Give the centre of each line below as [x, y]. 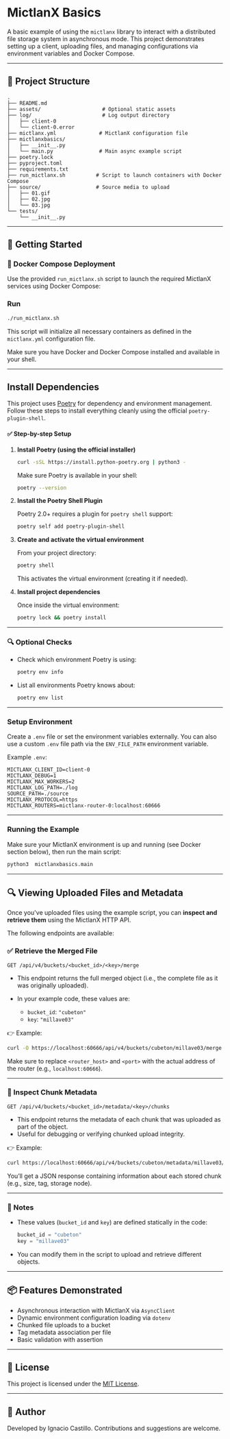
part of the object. [42, 1127]
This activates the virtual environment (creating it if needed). [102, 579]
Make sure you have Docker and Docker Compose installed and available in [114, 352]
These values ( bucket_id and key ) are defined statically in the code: [112, 1222]
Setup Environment [40, 722]
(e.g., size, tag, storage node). [50, 1183]
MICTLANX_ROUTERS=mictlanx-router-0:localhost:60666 [84, 806]
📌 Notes [21, 1207]
